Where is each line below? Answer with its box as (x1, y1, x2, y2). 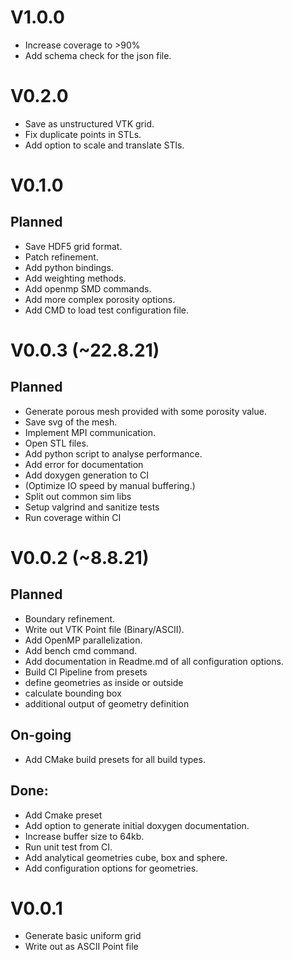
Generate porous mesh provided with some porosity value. (24, 405, 267, 417)
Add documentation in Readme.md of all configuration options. (24, 655, 284, 667)
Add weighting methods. (24, 272, 127, 284)
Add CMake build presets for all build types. (24, 753, 206, 765)
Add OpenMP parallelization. (24, 634, 143, 646)
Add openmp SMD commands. (24, 282, 152, 295)
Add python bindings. (24, 261, 114, 273)
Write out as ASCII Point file (24, 941, 139, 953)
